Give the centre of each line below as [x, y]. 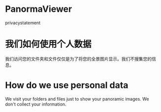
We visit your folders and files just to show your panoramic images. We [77, 99]
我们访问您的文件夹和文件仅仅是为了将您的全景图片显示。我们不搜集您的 [78, 59]
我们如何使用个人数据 [48, 44]
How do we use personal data [67, 85]
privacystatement [23, 23]
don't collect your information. [36, 104]
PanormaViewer [39, 9]
